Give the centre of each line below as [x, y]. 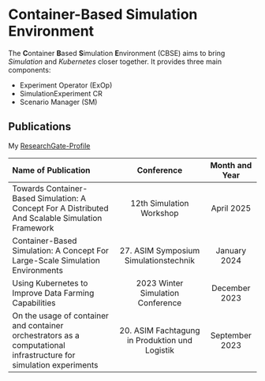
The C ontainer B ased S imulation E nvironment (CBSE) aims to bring [117, 53]
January [231, 250]
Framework [33, 228]
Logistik [160, 350]
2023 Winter [160, 283]
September [231, 335]
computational [39, 345]
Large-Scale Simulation [56, 260]
